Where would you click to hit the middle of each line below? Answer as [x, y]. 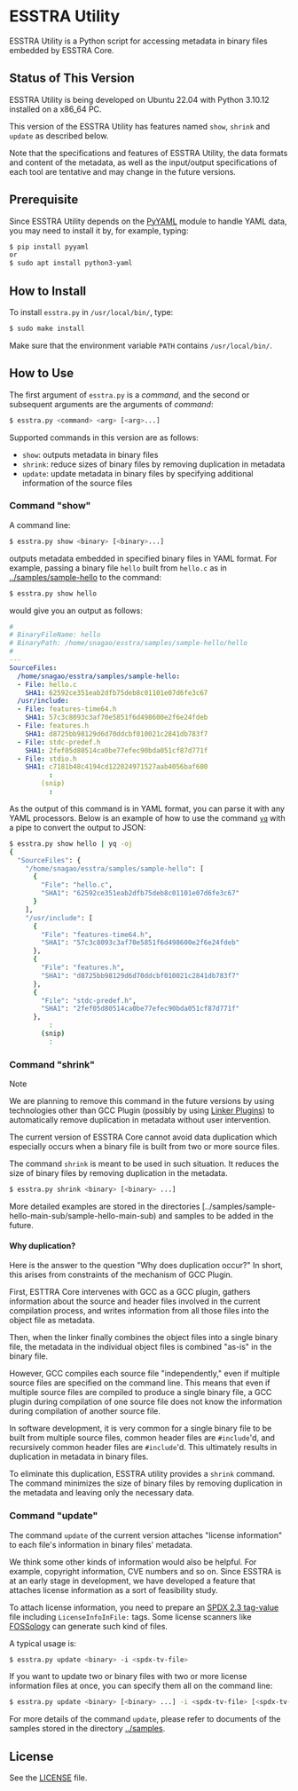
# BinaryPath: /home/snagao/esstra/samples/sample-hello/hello [129, 643]
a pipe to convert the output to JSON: [78, 827]
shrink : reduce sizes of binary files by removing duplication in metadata [153, 464]
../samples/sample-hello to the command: [86, 577]
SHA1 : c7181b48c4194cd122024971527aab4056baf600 [117, 767]
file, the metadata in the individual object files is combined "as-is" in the [141, 1347]
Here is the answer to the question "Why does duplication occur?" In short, [146, 1266]
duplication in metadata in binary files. [79, 1456]
